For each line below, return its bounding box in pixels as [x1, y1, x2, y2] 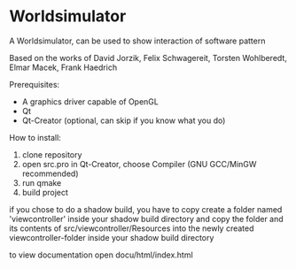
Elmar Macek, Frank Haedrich [9, 62, 118, 73]
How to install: [9, 132, 62, 142]
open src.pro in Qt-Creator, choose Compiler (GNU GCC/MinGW [21, 158, 257, 169]
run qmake [21, 177, 62, 188]
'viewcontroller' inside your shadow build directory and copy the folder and [9, 213, 284, 224]
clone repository [21, 149, 82, 160]
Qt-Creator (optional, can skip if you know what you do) [21, 115, 226, 126]
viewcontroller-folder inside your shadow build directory [9, 232, 214, 242]
